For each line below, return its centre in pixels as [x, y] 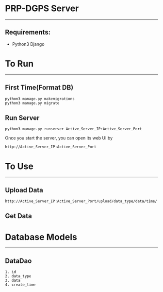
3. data [13, 281]
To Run [19, 63]
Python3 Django [28, 44]
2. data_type [18, 276]
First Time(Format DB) [39, 88]
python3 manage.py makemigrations [40, 99]
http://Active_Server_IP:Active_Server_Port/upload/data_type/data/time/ [81, 201]
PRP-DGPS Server [42, 9]
